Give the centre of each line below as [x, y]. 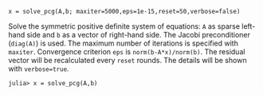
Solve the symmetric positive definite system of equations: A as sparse [124, 26]
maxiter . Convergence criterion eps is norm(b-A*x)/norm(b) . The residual [127, 51]
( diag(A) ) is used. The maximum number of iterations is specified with [124, 43]
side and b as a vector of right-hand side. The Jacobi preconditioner [139, 35]
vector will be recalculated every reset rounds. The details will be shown [128, 60]
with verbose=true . [39, 69]
